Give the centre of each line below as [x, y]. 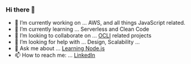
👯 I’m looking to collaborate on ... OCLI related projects [83, 36]
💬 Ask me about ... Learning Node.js [60, 48]
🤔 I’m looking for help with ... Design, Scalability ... [77, 42]
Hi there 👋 [21, 10]
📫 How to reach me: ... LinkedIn [55, 55]
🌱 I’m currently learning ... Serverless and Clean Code [82, 29]
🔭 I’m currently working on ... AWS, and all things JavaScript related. [100, 23]
